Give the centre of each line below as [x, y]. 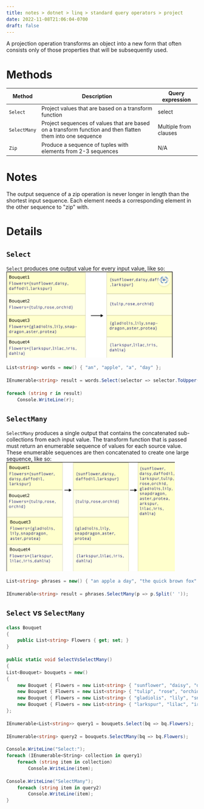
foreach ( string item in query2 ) [59, 788]
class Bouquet [24, 628]
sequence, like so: [29, 459]
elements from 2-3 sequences [80, 151]
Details [24, 232]
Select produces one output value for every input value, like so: [86, 268]
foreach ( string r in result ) [45, 393]
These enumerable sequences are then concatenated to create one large [98, 453]
